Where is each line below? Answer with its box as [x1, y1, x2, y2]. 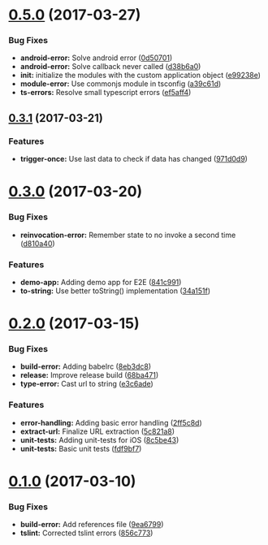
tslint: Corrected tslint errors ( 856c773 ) [19, 528, 153, 538]
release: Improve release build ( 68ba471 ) [19, 370, 159, 380]
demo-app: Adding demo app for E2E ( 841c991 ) [19, 277, 182, 287]
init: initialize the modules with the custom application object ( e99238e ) [19, 71, 262, 80]
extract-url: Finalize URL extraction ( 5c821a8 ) [19, 426, 175, 436]
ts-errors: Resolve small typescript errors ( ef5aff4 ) [19, 88, 192, 97]
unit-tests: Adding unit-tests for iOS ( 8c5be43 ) [19, 435, 179, 444]
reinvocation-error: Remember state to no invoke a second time [19, 230, 236, 240]
